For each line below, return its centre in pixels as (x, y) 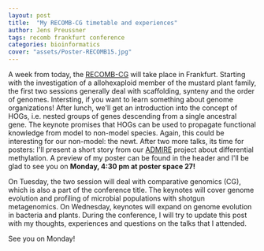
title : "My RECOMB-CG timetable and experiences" (93, 23)
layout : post (30, 15)
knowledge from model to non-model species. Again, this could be (116, 133)
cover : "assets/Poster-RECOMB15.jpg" (70, 52)
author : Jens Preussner (47, 30)
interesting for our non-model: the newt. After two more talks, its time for (126, 141)
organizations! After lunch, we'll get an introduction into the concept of (123, 108)
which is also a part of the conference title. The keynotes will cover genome (131, 190)
